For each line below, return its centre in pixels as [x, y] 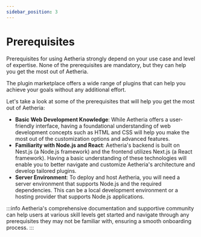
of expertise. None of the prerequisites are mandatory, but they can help [96, 65]
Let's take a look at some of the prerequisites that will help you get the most [101, 101]
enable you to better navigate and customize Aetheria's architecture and [105, 164]
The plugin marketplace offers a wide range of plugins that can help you [96, 83]
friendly [25, 126]
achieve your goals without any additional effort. [66, 89]
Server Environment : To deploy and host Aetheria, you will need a [97, 177]
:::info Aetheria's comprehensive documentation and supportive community [100, 208]
